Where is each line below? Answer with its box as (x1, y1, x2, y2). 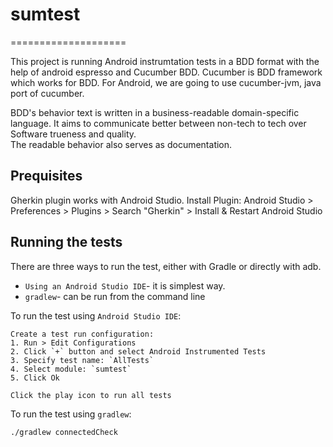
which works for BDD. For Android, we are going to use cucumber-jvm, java (10, 76, 322, 88)
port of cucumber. (10, 87, 85, 99)
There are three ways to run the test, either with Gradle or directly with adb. (10, 260, 322, 272)
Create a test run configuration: (10, 329, 155, 339)
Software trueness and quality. (10, 128, 137, 140)
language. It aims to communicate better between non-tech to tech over (10, 117, 307, 129)
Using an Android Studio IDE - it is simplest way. (24, 279, 226, 292)
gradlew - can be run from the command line (24, 290, 206, 302)
